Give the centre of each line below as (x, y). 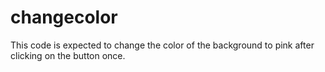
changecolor (64, 17)
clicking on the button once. (68, 55)
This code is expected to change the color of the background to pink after (162, 45)
